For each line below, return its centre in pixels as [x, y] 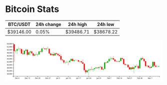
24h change [48, 24]
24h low [105, 24]
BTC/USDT [19, 24]
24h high [77, 24]
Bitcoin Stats [32, 9]
